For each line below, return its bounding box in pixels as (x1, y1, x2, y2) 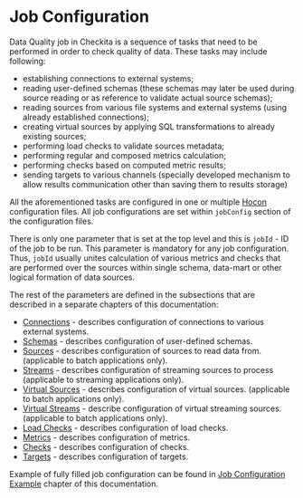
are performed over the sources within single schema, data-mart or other (9, 262, 282, 273)
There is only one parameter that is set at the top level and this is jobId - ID (9, 233, 289, 244)
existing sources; (22, 130, 87, 141)
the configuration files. (9, 215, 94, 226)
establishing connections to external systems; (22, 72, 194, 83)
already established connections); (22, 111, 149, 122)
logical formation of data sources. (9, 272, 136, 283)
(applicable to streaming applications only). (22, 374, 185, 385)
